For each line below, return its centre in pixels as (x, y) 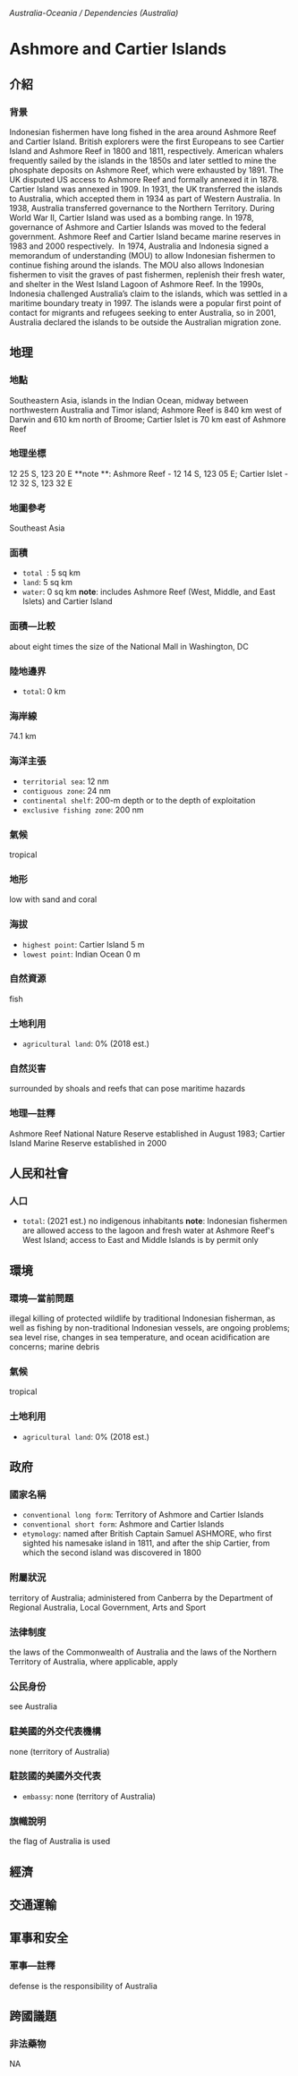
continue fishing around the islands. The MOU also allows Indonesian (137, 265)
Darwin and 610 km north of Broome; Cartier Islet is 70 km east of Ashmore (148, 419)
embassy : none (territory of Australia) (89, 1796)
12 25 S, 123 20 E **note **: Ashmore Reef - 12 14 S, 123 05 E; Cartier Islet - (149, 473)
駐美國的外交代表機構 (55, 1731)
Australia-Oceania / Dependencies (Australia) (94, 13)
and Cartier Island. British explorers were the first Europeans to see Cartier (147, 141)
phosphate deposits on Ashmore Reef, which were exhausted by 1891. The (146, 170)
